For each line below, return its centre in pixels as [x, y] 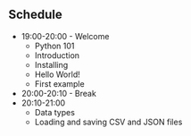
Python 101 [54, 46]
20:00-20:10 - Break [59, 93]
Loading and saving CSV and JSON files [108, 122]
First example [60, 83]
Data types [54, 112]
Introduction [57, 55]
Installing [51, 64]
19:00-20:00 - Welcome [65, 36]
